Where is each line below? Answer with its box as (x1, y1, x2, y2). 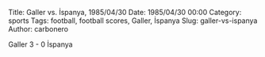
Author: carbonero (8, 25, 69, 33)
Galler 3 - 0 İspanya (8, 40, 73, 49)
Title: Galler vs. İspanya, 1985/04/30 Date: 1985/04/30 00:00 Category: (8, 8, 242, 17)
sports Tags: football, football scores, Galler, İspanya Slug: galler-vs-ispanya (8, 16, 258, 25)
